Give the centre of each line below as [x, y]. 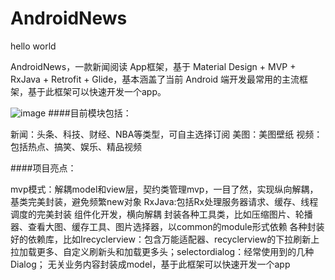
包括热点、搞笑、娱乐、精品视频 [76, 146]
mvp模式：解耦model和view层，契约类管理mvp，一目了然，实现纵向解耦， [164, 189]
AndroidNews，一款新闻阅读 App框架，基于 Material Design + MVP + [153, 66]
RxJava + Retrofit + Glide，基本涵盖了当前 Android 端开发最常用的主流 [155, 79]
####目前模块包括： [90, 113]
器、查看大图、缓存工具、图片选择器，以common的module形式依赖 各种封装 [167, 226]
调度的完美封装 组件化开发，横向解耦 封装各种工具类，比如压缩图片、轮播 [161, 214]
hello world [33, 46]
